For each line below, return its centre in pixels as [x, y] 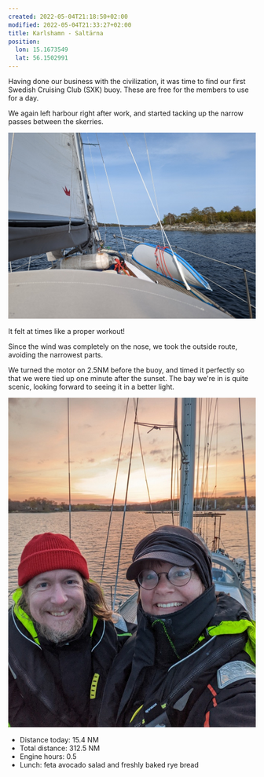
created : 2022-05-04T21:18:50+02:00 [68, 16]
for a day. [24, 98]
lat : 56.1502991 [42, 58]
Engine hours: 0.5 [48, 757]
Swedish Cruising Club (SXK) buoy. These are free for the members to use [128, 90]
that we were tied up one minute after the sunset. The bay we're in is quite [128, 379]
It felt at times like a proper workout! [67, 332]
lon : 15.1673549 [42, 50]
